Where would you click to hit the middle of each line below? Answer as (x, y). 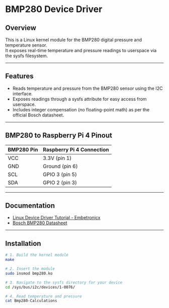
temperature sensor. (26, 45)
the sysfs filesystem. (27, 56)
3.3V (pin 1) (57, 158)
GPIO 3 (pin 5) (60, 174)
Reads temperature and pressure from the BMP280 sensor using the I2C (88, 88)
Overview (21, 28)
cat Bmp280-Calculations (31, 301)
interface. (22, 93)
